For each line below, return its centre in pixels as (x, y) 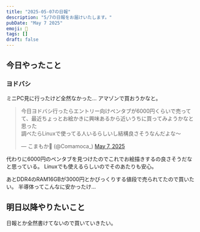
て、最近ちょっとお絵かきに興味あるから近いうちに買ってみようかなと (107, 118)
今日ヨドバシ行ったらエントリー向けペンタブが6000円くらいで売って (106, 111)
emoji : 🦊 (17, 28)
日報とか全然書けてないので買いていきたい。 (61, 223)
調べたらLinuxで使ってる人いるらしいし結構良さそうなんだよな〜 (101, 133)
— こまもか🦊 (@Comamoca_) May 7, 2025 (73, 146)
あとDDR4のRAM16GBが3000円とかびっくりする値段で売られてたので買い (98, 179)
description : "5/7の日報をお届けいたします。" (59, 17)
